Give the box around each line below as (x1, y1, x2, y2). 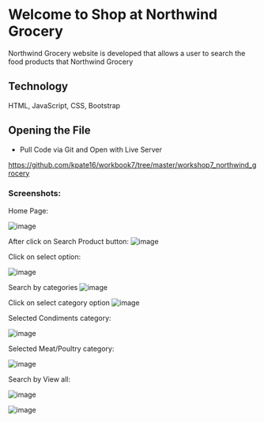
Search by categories (8, 282, 78, 292)
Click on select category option (8, 298, 111, 307)
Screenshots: (8, 188, 62, 199)
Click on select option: (8, 251, 81, 262)
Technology (8, 80, 69, 93)
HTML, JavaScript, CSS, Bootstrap (8, 100, 121, 110)
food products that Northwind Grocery (8, 57, 134, 66)
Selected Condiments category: (8, 313, 112, 322)
